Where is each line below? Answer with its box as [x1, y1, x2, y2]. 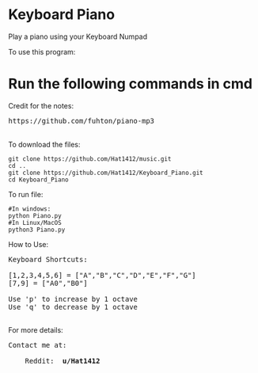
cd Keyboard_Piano [8, 176, 69, 184]
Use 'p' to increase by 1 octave [8, 295, 138, 303]
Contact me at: [8, 341, 67, 349]
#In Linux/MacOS [8, 219, 62, 226]
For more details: [8, 325, 63, 334]
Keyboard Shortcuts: [8, 255, 89, 264]
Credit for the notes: [8, 101, 74, 110]
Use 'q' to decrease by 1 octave [8, 303, 138, 311]
